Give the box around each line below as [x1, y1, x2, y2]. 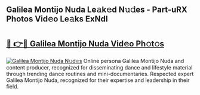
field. [6, 83, 19, 90]
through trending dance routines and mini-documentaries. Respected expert [6, 71, 194, 77]
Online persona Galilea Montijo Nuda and [83, 58, 184, 64]
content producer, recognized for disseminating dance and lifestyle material [6, 64, 193, 71]
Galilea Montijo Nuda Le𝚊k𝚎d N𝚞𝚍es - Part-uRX [6, 5, 187, 15]
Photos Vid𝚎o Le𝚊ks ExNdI [6, 14, 109, 24]
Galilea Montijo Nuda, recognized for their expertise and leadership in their [6, 77, 190, 84]
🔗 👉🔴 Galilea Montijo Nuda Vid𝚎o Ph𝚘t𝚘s [6, 39, 164, 49]
